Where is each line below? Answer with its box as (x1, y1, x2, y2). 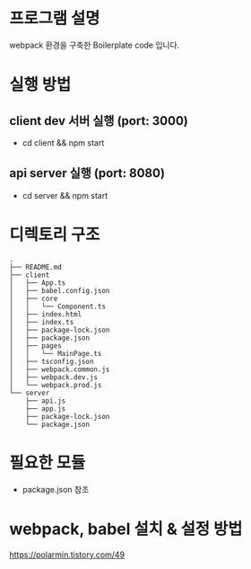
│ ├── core (9, 294, 58, 303)
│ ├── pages (9, 341, 63, 351)
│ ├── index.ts (9, 317, 74, 326)
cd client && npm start (22, 137, 105, 148)
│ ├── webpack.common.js (9, 365, 110, 374)
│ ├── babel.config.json (9, 286, 110, 295)
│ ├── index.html (9, 309, 82, 319)
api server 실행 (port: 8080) (9, 165, 166, 181)
